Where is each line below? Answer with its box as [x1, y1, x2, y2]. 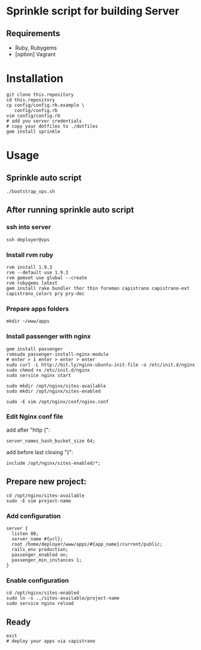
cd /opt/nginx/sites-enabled [6, 590, 79, 596]
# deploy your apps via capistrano [6, 638, 96, 645]
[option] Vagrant [14, 51, 56, 58]
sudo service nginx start [6, 372, 71, 378]
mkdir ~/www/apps [6, 318, 50, 324]
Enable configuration [6, 576, 69, 584]
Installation [6, 72, 64, 86]
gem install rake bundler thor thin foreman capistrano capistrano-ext [6, 285, 190, 291]
